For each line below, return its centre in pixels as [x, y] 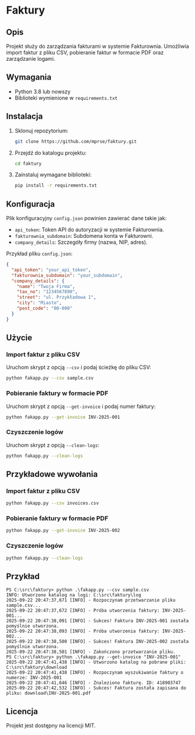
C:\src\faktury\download [37, 668]
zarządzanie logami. [31, 59]
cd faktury [28, 164]
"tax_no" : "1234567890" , [47, 292]
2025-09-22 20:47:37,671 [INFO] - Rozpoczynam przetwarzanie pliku [91, 600]
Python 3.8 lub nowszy [43, 92]
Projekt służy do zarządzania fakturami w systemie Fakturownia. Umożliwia [97, 46]
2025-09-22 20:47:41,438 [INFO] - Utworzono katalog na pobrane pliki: [96, 662]
